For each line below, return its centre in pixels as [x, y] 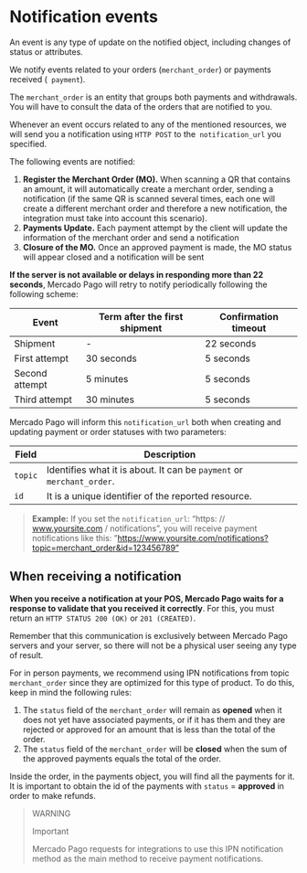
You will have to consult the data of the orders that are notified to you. [141, 106]
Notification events [84, 17]
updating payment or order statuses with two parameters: [118, 431]
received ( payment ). [48, 79]
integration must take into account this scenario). [115, 218]
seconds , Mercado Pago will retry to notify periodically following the [138, 284]
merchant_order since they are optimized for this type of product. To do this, [152, 682]
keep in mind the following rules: [71, 692]
